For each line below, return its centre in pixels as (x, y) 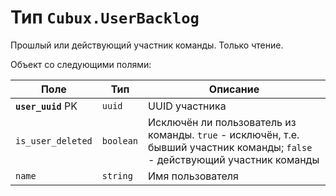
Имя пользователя (193, 176)
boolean (120, 140)
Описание (234, 89)
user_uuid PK (46, 106)
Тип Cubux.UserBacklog (105, 17)
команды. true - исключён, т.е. (224, 134)
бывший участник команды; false (230, 147)
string (117, 175)
